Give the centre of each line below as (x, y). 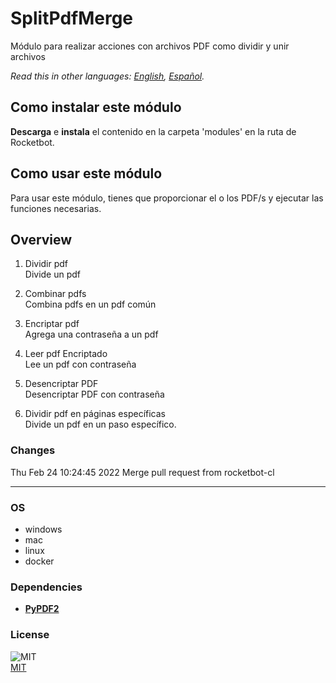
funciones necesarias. (56, 208)
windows (43, 529)
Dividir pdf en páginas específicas (95, 414)
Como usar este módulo (86, 173)
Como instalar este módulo (96, 107)
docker (39, 561)
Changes (33, 450)
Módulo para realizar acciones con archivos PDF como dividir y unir (150, 46)
